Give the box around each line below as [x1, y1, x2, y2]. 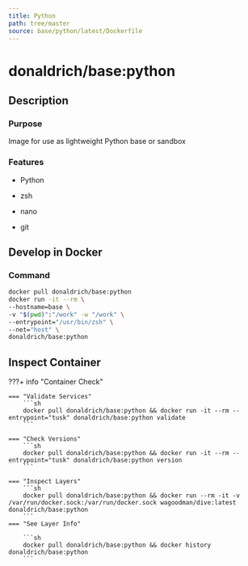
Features [8, 157, 44, 168]
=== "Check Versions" [8, 435, 82, 443]
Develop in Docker [8, 245, 103, 259]
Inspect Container [8, 355, 101, 369]
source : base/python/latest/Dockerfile [8, 27, 143, 35]
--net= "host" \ [8, 325, 60, 334]
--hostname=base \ [8, 302, 70, 311]
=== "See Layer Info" [8, 520, 82, 528]
